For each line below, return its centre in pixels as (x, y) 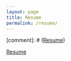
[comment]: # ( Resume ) (36, 40)
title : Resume (24, 18)
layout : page (23, 12)
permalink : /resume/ (32, 23)
